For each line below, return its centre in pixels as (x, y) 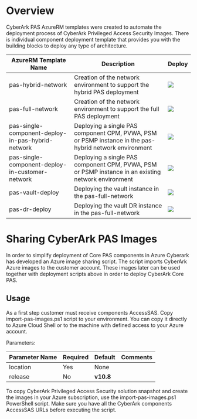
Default (105, 357)
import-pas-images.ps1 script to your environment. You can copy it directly (97, 319)
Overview (30, 11)
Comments (137, 357)
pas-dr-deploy (30, 209)
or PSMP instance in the (107, 140)
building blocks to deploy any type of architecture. (67, 46)
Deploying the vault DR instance (118, 205)
